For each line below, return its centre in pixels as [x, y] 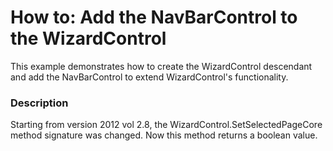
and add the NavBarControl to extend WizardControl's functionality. [149, 77]
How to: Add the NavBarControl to [154, 17]
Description [39, 103]
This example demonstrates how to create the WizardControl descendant [161, 66]
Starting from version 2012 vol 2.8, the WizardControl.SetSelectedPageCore [166, 125]
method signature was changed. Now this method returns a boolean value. [164, 135]
